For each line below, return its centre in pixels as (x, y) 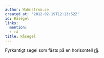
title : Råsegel (21, 37)
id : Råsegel (17, 18)
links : (12, 23)
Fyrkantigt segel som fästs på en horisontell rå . (52, 50)
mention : (18, 28)
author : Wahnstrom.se (27, 9)
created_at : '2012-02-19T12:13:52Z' (42, 14)
